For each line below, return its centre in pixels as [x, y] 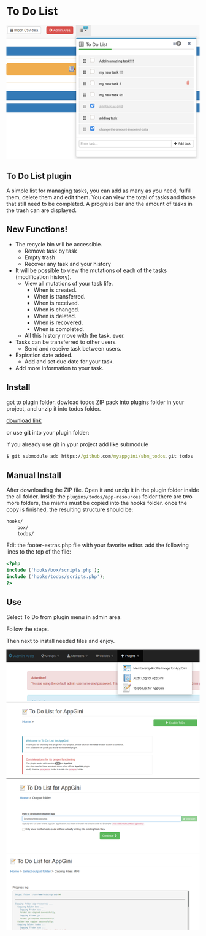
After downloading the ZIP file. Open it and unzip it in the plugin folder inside [103, 490]
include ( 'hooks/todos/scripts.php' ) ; [56, 577]
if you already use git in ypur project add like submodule [77, 444]
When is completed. [59, 329]
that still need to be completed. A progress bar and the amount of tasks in [99, 204]
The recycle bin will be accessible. [59, 244]
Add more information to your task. [59, 368]
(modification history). [43, 276]
